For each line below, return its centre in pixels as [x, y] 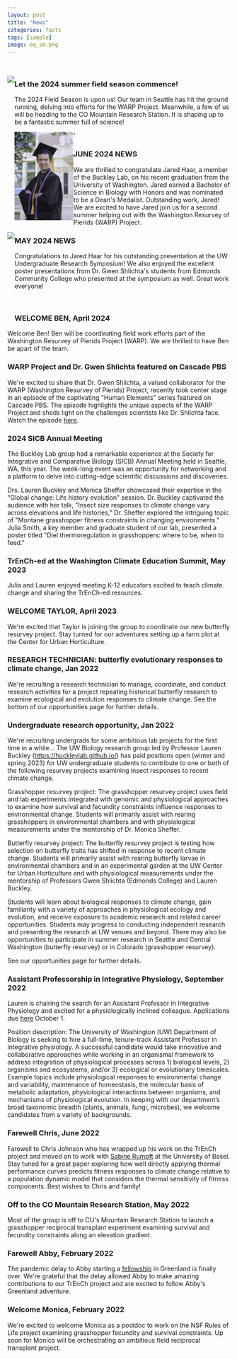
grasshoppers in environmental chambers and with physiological [102, 822]
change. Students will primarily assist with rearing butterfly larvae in [106, 858]
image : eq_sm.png [33, 45]
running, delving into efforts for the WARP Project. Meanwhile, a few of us [122, 107]
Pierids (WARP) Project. [108, 222]
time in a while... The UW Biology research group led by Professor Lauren [114, 748]
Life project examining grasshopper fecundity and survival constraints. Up [115, 1332]
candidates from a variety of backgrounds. [70, 1115]
